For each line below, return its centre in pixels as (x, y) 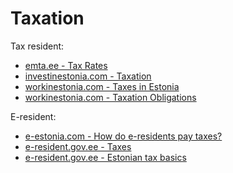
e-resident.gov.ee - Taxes (78, 146)
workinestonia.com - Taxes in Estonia (102, 86)
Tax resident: (37, 46)
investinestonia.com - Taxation (88, 76)
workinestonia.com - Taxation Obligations (110, 97)
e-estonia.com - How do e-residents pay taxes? (123, 136)
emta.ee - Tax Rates (66, 65)
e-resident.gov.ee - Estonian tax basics (105, 157)
